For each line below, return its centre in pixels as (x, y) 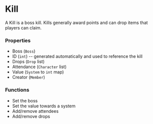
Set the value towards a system (44, 106)
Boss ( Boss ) (24, 51)
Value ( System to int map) (38, 72)
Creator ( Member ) (29, 77)
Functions (17, 90)
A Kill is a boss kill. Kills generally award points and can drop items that (76, 23)
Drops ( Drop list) (28, 62)
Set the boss (25, 100)
